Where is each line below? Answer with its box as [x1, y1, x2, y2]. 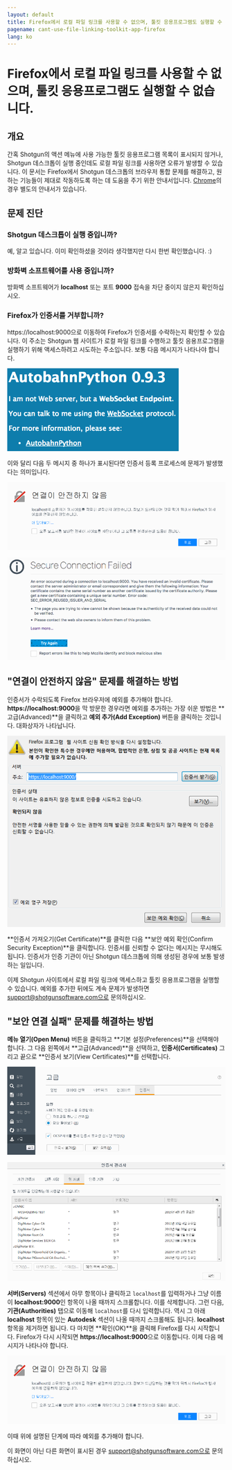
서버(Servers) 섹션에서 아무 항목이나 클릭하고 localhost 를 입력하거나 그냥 [7, 1290, 209, 1298]
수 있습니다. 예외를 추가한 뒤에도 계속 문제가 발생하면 [7, 984, 150, 992]
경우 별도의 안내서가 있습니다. [7, 185, 87, 194]
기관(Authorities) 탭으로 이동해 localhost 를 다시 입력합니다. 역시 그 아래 [7, 1307, 206, 1315]
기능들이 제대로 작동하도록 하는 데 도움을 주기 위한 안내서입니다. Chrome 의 [19, 176, 222, 185]
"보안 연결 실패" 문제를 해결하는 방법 [7, 1015, 154, 1027]
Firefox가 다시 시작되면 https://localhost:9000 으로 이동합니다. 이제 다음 [16, 1333, 216, 1341]
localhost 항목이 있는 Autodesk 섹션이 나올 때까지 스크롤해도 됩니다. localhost [7, 1315, 225, 1324]
